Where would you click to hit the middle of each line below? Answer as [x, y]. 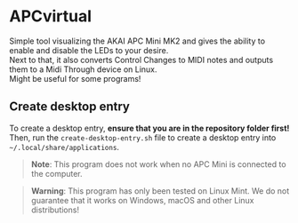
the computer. [56, 173]
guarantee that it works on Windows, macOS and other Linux [142, 200]
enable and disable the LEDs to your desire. [89, 50]
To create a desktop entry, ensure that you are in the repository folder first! [149, 128]
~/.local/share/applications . [64, 147]
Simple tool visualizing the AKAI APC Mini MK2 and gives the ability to [137, 41]
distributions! [55, 210]
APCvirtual [50, 16]
